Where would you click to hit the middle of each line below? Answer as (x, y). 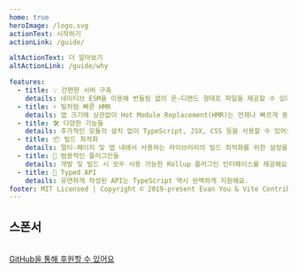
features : (27, 82)
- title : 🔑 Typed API (57, 172)
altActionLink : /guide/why (59, 66)
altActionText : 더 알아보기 (56, 58)
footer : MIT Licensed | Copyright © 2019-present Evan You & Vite (134, 189)
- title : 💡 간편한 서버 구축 (65, 90)
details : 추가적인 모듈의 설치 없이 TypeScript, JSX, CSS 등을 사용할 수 (148, 132)
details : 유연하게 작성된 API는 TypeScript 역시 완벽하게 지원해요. (137, 181)
